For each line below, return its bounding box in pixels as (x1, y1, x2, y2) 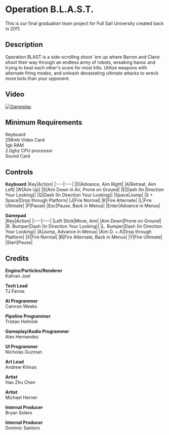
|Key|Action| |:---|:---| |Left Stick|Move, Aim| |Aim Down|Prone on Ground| (5, 218, 161, 224)
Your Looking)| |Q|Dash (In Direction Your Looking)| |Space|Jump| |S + (5, 192, 153, 198)
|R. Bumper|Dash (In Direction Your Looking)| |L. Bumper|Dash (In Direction (5, 223, 162, 229)
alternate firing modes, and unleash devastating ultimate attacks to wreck (5, 70, 158, 76)
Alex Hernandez (5, 334, 39, 340)
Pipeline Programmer (5, 313, 51, 319)
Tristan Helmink (5, 319, 38, 325)
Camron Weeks (5, 303, 37, 309)
